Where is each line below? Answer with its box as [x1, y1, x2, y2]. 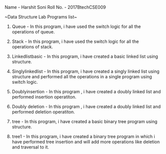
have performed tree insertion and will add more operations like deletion [11, 139, 160, 145]
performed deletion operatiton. [11, 109, 75, 115]
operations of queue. [11, 29, 55, 34]
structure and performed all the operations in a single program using [11, 74, 152, 79]
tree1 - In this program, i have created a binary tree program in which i [11, 134, 155, 139]
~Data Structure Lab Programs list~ [4, 14, 78, 19]
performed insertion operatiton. [11, 94, 77, 100]
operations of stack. [11, 44, 53, 49]
